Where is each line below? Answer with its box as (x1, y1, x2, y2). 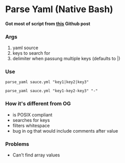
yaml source (12, 45, 39, 51)
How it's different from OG (5, 100, 71, 107)
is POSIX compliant (12, 111, 53, 117)
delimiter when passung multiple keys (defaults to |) (12, 56, 120, 62)
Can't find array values (12, 152, 60, 158)
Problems (5, 140, 29, 147)
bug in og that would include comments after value (12, 128, 118, 134)
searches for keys (12, 117, 50, 123)
